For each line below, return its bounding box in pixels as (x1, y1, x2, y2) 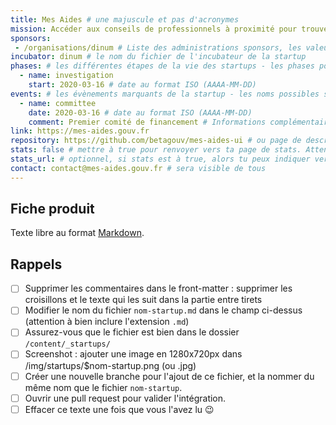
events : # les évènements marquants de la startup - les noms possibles (10, 89, 320, 99)
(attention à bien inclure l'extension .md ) (24, 316, 190, 328)
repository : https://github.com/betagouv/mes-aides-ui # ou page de (10, 136, 302, 146)
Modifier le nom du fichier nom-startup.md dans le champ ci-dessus (24, 304, 303, 316)
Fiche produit (10, 201, 95, 218)
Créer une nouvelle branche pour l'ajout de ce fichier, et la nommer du (24, 370, 315, 382)
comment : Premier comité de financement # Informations (28, 117, 267, 127)
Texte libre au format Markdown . (10, 227, 145, 239)
